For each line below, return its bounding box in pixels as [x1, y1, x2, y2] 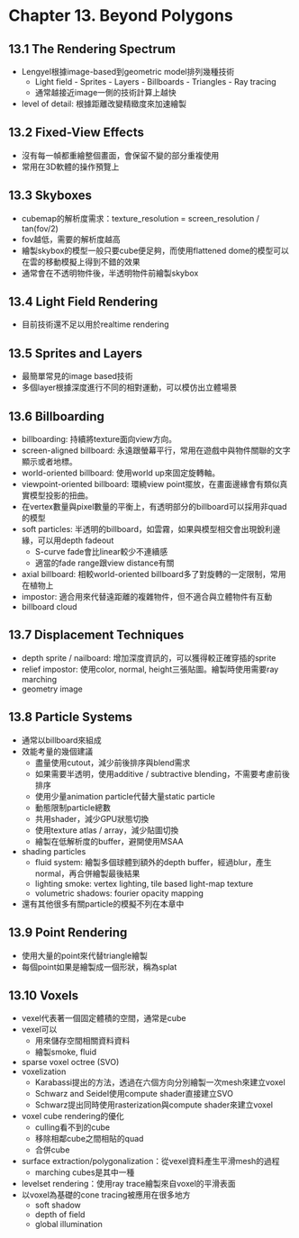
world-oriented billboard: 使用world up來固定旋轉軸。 [21, 467, 221, 478]
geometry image [21, 683, 83, 694]
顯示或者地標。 [21, 456, 77, 467]
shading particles [21, 845, 86, 856]
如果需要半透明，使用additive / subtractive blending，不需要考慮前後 [34, 768, 290, 779]
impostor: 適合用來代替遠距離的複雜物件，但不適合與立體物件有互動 [21, 592, 272, 602]
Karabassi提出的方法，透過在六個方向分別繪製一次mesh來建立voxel [34, 1077, 285, 1088]
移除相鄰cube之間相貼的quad [34, 1134, 144, 1144]
